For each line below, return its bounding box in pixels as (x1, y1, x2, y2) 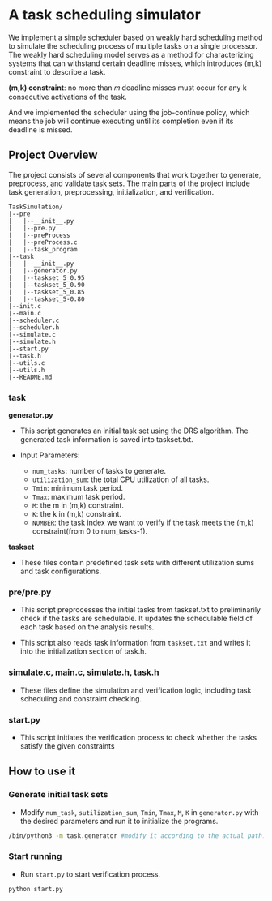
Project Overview (8, 148, 98, 162)
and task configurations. (19, 566, 102, 577)
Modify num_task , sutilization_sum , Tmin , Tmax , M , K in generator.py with (19, 807, 259, 817)
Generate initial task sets (8, 789, 108, 800)
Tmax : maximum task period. (32, 492, 125, 502)
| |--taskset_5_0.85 (8, 288, 85, 296)
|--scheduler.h (8, 323, 60, 332)
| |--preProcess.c (8, 238, 79, 247)
